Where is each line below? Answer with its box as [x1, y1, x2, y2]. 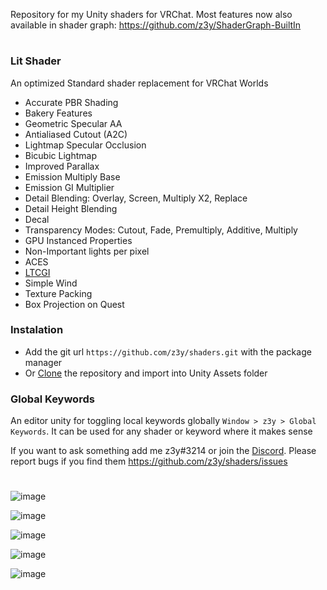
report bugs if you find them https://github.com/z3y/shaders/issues [10, 455, 288, 468]
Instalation [10, 323, 64, 337]
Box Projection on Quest [24, 298, 125, 310]
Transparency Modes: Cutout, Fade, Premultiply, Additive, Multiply [24, 224, 298, 236]
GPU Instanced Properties [24, 234, 133, 246]
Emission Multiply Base [24, 170, 121, 183]
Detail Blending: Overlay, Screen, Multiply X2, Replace [24, 192, 248, 204]
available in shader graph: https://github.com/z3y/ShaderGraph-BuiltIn [10, 19, 302, 31]
